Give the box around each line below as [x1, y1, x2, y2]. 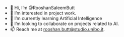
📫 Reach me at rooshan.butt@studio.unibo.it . [10, 26, 105, 32]
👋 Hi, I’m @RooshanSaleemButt [10, 5, 75, 10]
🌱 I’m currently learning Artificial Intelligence [10, 15, 102, 21]
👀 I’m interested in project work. [10, 10, 77, 16]
